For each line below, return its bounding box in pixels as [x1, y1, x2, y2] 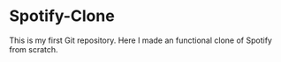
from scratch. [9, 44, 59, 54]
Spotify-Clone [9, 6, 115, 26]
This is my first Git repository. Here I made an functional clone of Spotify [9, 35, 272, 45]
